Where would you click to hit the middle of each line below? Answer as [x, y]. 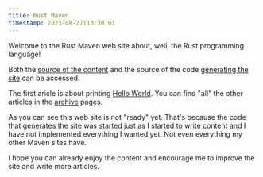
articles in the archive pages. [56, 102]
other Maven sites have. [48, 142]
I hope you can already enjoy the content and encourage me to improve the [131, 158]
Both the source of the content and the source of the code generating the [128, 69]
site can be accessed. [44, 78]
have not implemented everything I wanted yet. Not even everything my [125, 134]
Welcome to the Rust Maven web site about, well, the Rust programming [126, 45]
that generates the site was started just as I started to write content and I [127, 125]
